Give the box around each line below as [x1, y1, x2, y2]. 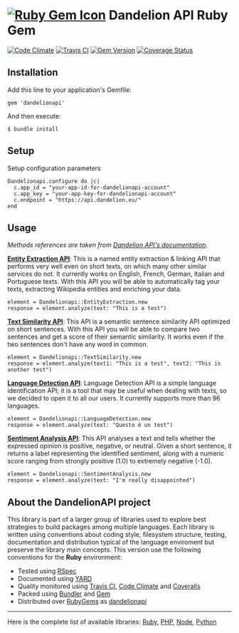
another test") [7, 366, 53, 374]
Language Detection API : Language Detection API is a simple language [7, 379, 217, 388]
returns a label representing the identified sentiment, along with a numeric [7, 449, 225, 458]
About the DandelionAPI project [7, 496, 151, 508]
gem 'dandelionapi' [7, 99, 65, 106]
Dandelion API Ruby [108, 7, 228, 24]
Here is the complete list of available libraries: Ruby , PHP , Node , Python [7, 617, 217, 627]
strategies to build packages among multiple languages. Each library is [7, 523, 215, 531]
